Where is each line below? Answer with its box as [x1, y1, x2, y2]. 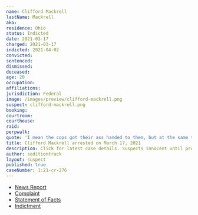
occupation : [6, 80, 35, 86]
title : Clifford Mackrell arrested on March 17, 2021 [6, 140, 141, 146]
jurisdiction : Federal [6, 91, 62, 97]
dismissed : [6, 63, 33, 70]
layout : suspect [6, 157, 46, 163]
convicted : [6, 52, 33, 58]
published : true [6, 162, 46, 168]
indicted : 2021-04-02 [6, 47, 60, 53]
